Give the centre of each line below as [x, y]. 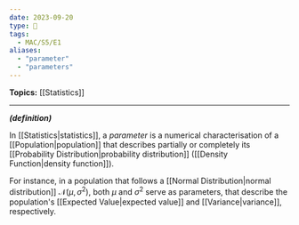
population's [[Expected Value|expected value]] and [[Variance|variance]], [145, 202]
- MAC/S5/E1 [40, 42]
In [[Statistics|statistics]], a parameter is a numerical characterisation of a [144, 135]
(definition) [30, 117]
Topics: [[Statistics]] [47, 92]
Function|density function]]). [61, 163]
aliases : [25, 51]
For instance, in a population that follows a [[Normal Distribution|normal [140, 181]
